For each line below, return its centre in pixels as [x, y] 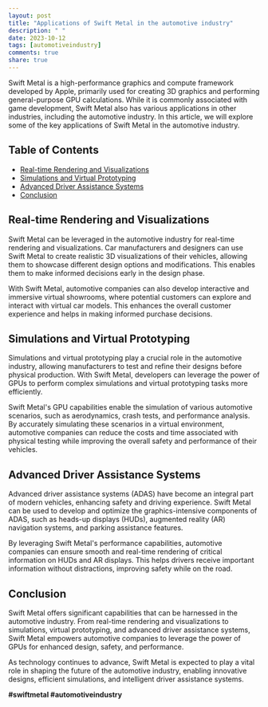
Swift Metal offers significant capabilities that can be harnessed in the [123, 613]
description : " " [37, 30]
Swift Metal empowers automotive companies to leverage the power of [124, 638]
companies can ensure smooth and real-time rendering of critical [115, 552]
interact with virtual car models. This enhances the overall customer [120, 305]
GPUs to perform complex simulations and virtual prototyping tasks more [128, 383]
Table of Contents [54, 150]
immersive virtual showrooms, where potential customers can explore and [130, 297]
